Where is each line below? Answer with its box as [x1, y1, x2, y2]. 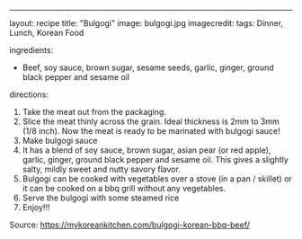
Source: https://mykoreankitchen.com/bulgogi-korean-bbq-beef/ [9, 219, 250, 230]
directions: [9, 89, 49, 100]
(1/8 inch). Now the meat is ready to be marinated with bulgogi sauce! [22, 126, 280, 136]
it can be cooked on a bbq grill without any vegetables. [22, 183, 226, 193]
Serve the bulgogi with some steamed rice [22, 192, 180, 203]
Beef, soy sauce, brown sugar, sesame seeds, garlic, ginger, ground [22, 62, 274, 73]
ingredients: [9, 45, 54, 55]
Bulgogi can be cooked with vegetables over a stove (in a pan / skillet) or [22, 173, 292, 184]
